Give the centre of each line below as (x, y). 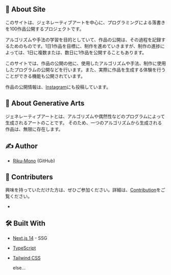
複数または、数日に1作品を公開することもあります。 (92, 52)
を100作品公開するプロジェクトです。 (45, 29)
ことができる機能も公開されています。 (45, 76)
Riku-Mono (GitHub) (34, 161)
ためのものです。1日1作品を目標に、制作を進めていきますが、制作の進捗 (85, 46)
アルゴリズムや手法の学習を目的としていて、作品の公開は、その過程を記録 (83, 39)
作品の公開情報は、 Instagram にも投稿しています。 (58, 87)
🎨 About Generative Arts (45, 104)
